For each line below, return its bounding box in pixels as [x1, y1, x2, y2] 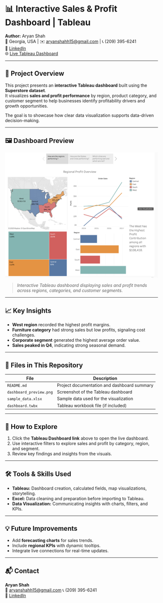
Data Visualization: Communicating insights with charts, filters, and [12, 501, 148, 507]
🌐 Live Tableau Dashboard [5, 50, 58, 56]
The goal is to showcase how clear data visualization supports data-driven [5, 112, 154, 118]
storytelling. [12, 490, 36, 496]
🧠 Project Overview [5, 69, 65, 78]
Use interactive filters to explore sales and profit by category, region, [12, 440, 150, 446]
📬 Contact [5, 567, 39, 575]
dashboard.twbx [7, 403, 38, 408]
